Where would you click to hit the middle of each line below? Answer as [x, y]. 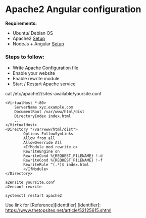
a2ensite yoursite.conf [30, 183]
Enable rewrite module [36, 79]
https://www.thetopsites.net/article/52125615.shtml [58, 210]
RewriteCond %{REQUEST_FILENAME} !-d [63, 156]
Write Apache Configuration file [45, 68]
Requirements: [21, 23]
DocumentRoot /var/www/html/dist [50, 112]
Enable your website [34, 73]
